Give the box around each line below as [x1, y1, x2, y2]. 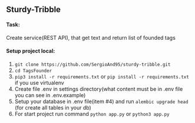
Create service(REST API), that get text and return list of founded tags [6, 34, 176, 41]
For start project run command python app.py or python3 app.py [14, 110, 170, 117]
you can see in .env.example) [14, 91, 86, 98]
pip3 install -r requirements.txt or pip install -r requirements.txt [14, 73, 190, 80]
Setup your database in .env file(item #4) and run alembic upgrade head [14, 98, 189, 105]
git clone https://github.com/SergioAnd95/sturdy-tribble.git [14, 61, 171, 67]
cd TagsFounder [14, 67, 52, 74]
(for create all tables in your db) [14, 104, 91, 111]
